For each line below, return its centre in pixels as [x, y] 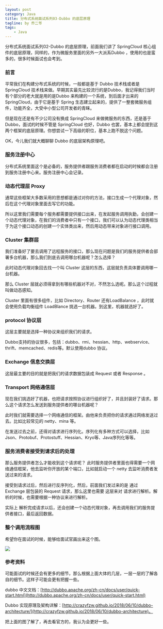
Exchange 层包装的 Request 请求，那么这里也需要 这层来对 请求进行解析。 [79, 491]
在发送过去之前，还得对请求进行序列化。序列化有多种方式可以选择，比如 [77, 431]
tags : [10, 28]
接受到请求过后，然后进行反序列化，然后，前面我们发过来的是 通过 [72, 485]
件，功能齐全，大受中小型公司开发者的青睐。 [50, 108]
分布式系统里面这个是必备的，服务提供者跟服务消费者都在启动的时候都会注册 [81, 166]
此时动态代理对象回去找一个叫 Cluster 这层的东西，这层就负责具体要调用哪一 [81, 268]
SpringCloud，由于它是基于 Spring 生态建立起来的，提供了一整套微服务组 [78, 102]
